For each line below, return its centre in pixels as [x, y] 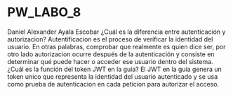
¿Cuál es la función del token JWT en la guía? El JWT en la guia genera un [115, 69]
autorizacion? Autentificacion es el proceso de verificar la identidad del [110, 39]
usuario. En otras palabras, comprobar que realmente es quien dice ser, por [116, 46]
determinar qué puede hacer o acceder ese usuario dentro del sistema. [110, 61]
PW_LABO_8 [44, 12]
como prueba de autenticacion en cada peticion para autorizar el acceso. [113, 84]
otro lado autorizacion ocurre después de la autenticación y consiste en [111, 54]
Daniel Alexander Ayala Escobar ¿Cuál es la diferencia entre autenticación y [116, 32]
